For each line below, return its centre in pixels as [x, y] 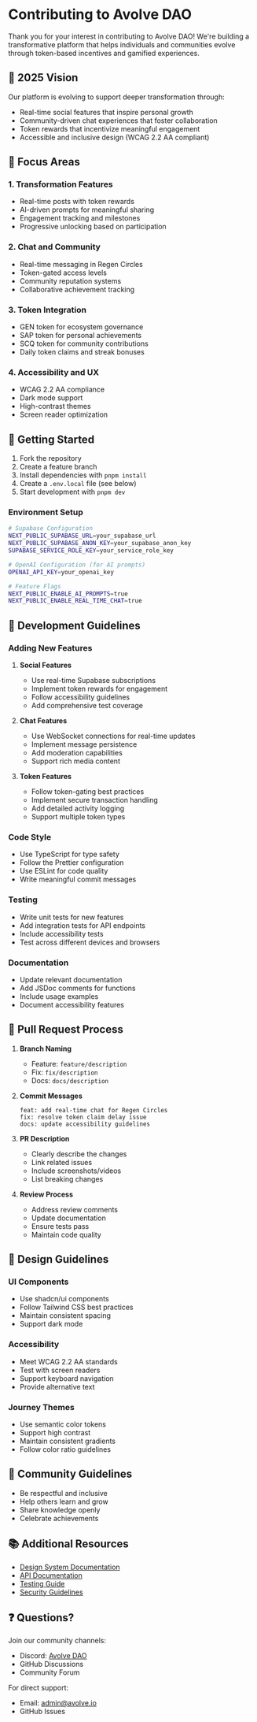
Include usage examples [59, 996]
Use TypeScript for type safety [70, 854]
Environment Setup [46, 512]
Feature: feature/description [79, 1063]
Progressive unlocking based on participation [93, 227]
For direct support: [39, 1688]
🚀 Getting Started [51, 439]
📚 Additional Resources [69, 1544]
